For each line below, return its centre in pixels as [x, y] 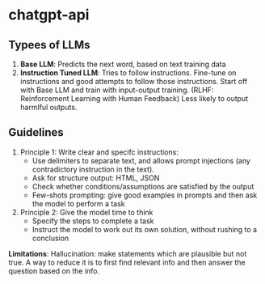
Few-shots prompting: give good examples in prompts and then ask [145, 195]
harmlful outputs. [48, 107]
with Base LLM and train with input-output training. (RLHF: [117, 90]
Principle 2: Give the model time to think [86, 212]
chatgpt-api [49, 15]
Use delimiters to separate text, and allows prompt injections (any [141, 160]
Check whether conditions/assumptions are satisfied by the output [143, 186]
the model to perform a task [78, 203]
